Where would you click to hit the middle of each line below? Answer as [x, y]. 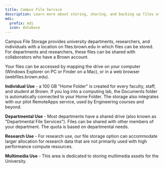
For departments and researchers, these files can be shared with [70, 52]
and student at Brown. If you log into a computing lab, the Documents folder [81, 92]
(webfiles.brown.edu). [27, 77]
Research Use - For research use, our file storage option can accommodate [81, 136]
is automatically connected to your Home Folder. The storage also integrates [82, 97]
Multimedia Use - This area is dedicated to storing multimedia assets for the [82, 156]
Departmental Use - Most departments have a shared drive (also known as [81, 116]
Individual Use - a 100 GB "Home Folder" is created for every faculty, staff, [81, 86]
